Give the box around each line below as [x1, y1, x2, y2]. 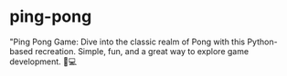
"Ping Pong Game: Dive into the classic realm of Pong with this [9, 36, 245, 47]
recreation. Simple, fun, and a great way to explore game [35, 45, 250, 56]
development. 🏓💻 [9, 56, 78, 67]
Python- [246, 36, 278, 47]
